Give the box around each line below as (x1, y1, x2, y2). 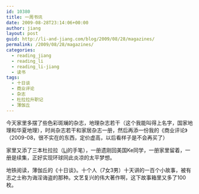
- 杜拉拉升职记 (11, 96, 44, 102)
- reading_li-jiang (11, 63, 60, 70)
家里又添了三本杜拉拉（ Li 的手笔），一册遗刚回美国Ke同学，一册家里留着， (6, 146, 185, 154)
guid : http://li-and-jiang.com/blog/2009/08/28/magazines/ (6, 36, 155, 42)
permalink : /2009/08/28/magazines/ (6, 42, 94, 48)
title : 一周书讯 (6, 14, 43, 20)
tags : (6, 75, 20, 80)
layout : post (6, 31, 38, 37)
